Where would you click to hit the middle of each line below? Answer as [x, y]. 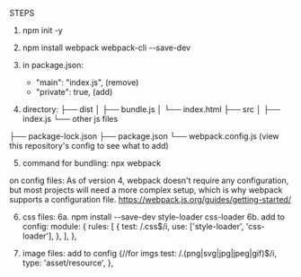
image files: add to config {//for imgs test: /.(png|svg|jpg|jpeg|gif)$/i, [149, 253]
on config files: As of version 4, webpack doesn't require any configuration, [149, 180]
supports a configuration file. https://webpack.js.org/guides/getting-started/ [150, 199]
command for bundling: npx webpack [92, 163]
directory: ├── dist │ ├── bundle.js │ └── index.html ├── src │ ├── [151, 109]
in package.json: [53, 65]
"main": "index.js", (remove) [87, 82]
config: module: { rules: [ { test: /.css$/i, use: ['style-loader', [133, 226]
